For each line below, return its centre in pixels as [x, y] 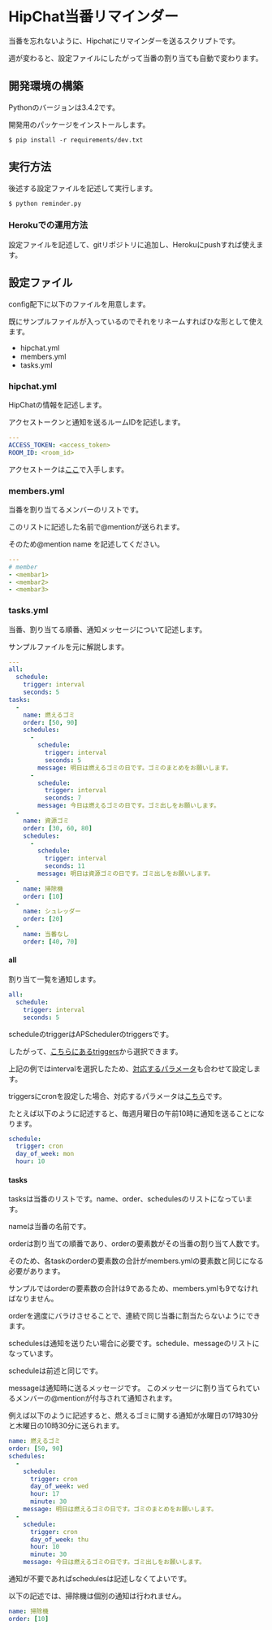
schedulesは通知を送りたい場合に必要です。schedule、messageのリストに [134, 1344]
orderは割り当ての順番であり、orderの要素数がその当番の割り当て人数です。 [136, 1244]
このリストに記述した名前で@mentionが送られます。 [96, 526]
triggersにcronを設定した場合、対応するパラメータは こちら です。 [117, 1096]
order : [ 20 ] [43, 919]
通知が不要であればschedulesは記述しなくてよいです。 [100, 1579]
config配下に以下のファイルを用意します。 [79, 304]
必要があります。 [37, 1271]
